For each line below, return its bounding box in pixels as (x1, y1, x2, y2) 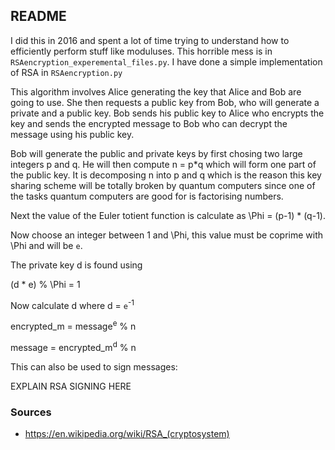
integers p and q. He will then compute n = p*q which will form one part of (10, 158, 317, 170)
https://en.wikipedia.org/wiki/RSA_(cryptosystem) (24, 428, 230, 440)
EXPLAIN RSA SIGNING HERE (10, 380, 132, 392)
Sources (10, 405, 52, 419)
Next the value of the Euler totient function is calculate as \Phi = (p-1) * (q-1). (10, 209, 326, 221)
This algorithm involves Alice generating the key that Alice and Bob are (10, 85, 302, 98)
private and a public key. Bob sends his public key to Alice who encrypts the (10, 107, 325, 119)
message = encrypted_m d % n (10, 340, 137, 353)
